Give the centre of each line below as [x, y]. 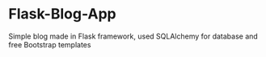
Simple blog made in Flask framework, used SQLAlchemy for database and [133, 36]
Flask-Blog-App [63, 14]
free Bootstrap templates [50, 44]
